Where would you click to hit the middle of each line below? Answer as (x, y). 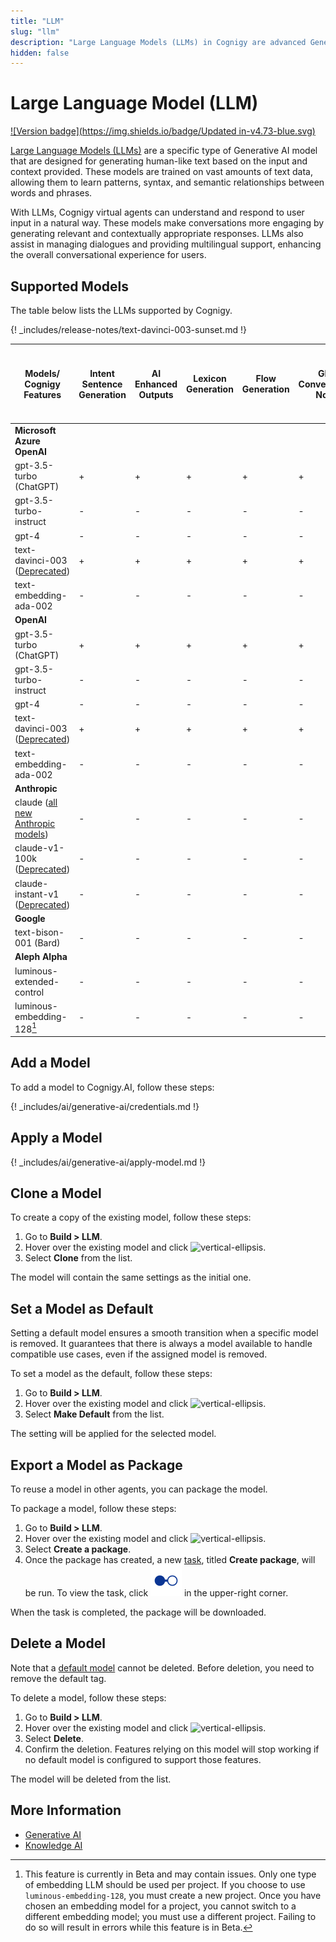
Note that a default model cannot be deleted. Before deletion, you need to (162, 1667)
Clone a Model (56, 1193)
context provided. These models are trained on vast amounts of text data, (162, 172)
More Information (66, 1810)
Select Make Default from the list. (94, 1414)
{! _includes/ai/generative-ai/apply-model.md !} (108, 1162)
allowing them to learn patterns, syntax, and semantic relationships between (167, 182)
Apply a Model (56, 1138)
